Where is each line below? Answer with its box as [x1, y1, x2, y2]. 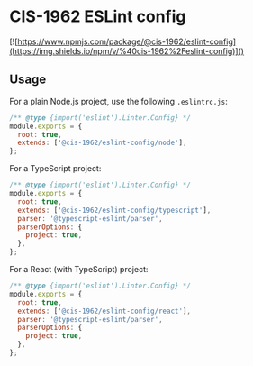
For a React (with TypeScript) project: [9, 264, 149, 274]
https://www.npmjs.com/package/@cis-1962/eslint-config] [17, 36, 237, 47]
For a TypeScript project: [9, 163, 102, 174]
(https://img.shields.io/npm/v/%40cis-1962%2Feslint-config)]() [9, 45, 245, 56]
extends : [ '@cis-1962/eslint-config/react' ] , [17, 307, 192, 316]
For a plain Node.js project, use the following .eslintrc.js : [9, 96, 228, 106]
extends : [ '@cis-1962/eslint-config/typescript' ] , [17, 206, 212, 215]
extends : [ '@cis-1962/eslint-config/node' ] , [17, 138, 187, 148]
